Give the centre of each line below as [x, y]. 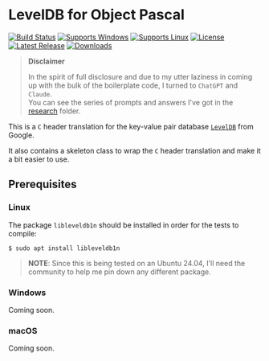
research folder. [54, 111]
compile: [23, 233]
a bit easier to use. [39, 159]
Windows [27, 293]
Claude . [40, 93]
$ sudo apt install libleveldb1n [64, 248]
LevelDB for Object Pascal [96, 15]
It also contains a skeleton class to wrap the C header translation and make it [134, 150]
